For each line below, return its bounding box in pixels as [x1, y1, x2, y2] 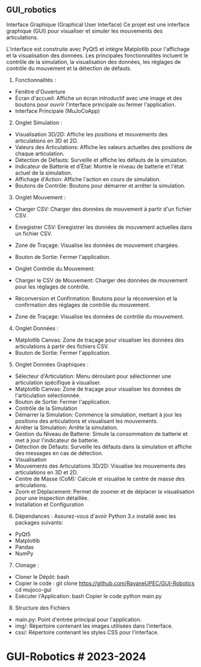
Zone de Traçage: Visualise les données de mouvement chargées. [14, 241, 179, 249]
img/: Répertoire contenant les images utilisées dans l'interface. [14, 622, 173, 630]
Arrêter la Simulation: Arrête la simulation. [14, 424, 119, 431]
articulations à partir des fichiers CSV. [14, 342, 110, 349]
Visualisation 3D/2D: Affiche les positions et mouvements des [14, 130, 168, 138]
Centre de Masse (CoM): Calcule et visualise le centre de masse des [14, 475, 185, 482]
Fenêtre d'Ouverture [14, 88, 66, 95]
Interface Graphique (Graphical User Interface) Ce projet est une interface [6, 21, 190, 28]
